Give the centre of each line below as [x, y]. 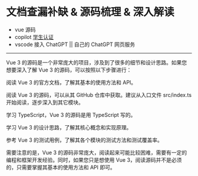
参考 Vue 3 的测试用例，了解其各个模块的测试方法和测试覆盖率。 [85, 140]
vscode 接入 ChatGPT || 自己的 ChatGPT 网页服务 [75, 44]
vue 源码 [25, 30]
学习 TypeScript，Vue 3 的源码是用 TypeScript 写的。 [71, 115]
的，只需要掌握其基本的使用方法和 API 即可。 [61, 167]
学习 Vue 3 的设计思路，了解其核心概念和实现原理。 [69, 127]
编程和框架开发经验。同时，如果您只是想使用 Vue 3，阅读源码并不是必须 [94, 159]
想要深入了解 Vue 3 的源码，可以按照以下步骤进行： [69, 70]
